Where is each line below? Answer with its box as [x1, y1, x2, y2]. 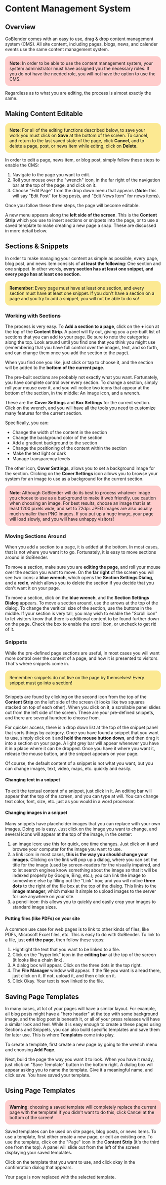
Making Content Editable [5, 109, 83, 118]
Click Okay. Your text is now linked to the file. [12, 978, 105, 984]
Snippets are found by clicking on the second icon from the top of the [5, 694, 147, 700]
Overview [5, 23, 36, 31]
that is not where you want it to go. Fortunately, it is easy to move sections [5, 549, 157, 555]
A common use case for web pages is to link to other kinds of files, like [5, 926, 149, 932]
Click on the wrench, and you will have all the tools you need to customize [5, 405, 156, 411]
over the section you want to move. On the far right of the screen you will [5, 569, 155, 575]
